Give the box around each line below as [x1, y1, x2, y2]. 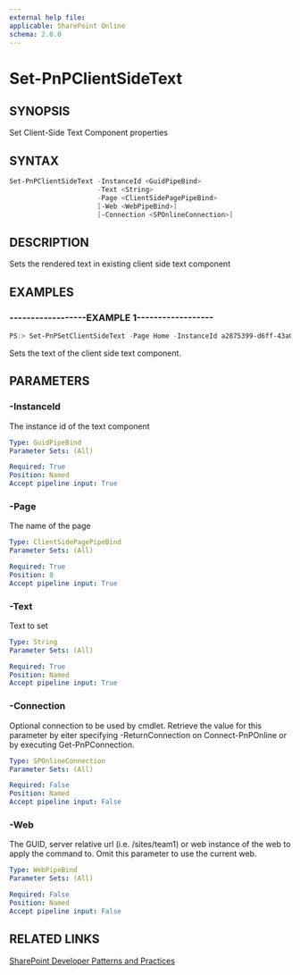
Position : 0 [9, 570, 54, 579]
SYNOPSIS [9, 104, 71, 119]
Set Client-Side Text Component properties [9, 127, 168, 139]
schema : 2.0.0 [9, 29, 62, 38]
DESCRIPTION [9, 234, 89, 250]
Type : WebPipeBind [9, 866, 78, 875]
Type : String [9, 637, 58, 646]
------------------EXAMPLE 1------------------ [9, 311, 214, 324]
